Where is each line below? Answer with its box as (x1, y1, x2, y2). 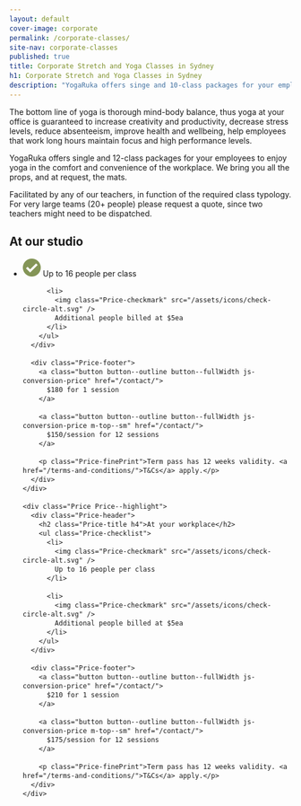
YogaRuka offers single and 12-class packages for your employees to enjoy (9, 153, 288, 163)
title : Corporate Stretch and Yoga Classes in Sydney (9, 62, 215, 71)
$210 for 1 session (46, 690, 119, 699)
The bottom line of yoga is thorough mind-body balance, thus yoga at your (9, 106, 285, 117)
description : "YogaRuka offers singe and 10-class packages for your (9, 81, 275, 90)
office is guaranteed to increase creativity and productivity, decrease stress (9, 116, 289, 127)
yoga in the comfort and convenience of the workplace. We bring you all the (9, 162, 290, 172)
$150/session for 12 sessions (46, 430, 159, 439)
